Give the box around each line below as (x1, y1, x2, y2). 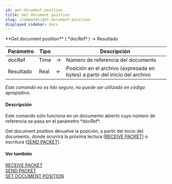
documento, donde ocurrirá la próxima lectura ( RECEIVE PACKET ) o (5, 133, 148, 140)
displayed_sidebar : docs (5, 21, 58, 27)
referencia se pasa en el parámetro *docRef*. (5, 118, 101, 124)
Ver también (5, 151, 32, 157)
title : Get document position (5, 12, 70, 17)
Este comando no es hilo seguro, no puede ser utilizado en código (5, 84, 145, 90)
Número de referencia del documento (66, 57, 157, 64)
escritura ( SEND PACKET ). (5, 139, 61, 145)
